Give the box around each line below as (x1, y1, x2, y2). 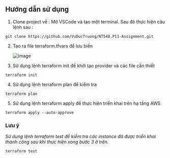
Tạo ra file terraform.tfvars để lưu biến (12, 43, 93, 49)
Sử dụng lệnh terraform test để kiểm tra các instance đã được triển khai (5, 134, 156, 140)
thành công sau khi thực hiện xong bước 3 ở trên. (5, 139, 109, 145)
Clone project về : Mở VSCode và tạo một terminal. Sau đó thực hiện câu (12, 18, 165, 24)
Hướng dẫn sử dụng (5, 5, 69, 14)
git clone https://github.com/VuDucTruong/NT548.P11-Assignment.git (5, 34, 154, 39)
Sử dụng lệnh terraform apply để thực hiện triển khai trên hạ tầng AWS (12, 100, 161, 106)
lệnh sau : (12, 24, 34, 30)
